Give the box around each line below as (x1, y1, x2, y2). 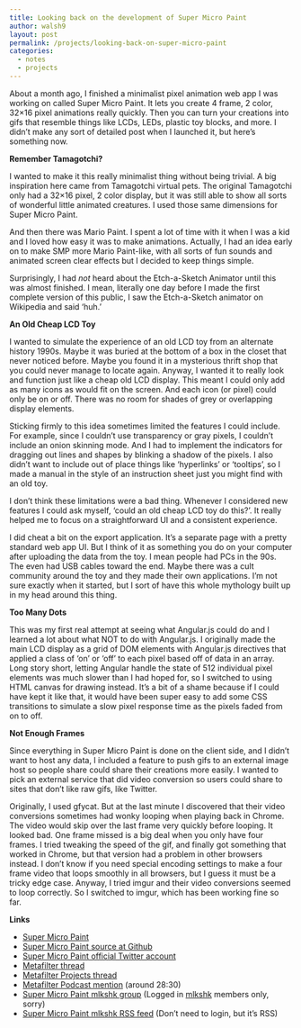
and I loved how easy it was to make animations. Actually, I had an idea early (9, 236, 293, 247)
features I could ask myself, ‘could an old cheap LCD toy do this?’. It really (9, 505, 282, 516)
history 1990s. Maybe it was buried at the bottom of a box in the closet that (9, 346, 288, 356)
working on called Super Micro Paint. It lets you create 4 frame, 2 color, (9, 97, 274, 108)
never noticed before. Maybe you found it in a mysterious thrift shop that (9, 355, 279, 365)
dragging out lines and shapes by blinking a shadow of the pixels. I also (9, 449, 274, 460)
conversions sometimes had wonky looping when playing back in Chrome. (9, 810, 285, 821)
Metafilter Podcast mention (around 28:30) (22, 978, 181, 990)
